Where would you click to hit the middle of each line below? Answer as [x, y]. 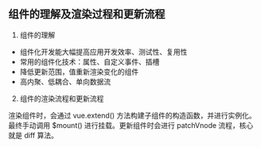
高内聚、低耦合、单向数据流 [65, 81]
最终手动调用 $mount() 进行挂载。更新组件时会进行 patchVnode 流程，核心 [131, 125]
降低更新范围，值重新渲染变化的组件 [79, 72]
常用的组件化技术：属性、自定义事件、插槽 [90, 61]
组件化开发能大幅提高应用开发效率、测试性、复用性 [103, 52]
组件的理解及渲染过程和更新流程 [87, 14]
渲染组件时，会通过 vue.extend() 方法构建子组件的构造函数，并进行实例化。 [132, 115]
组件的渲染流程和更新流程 [62, 99]
